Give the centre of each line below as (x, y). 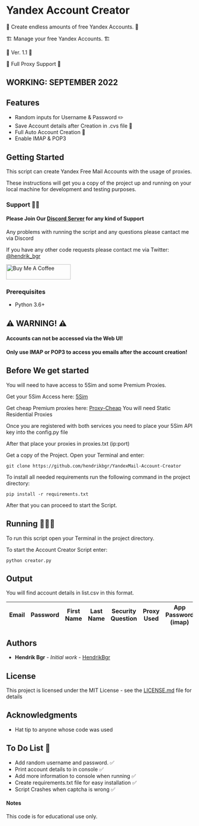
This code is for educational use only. (52, 816)
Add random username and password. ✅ (64, 763)
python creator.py (29, 560)
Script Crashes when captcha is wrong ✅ (65, 789)
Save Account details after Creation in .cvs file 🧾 (73, 126)
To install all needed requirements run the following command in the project (98, 477)
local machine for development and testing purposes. (71, 189)
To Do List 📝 (28, 748)
